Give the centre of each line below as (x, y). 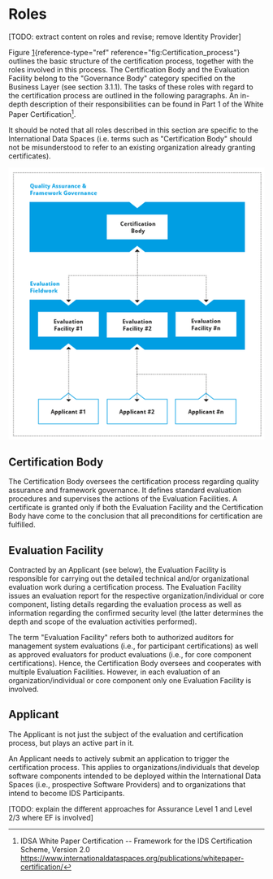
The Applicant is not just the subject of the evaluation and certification (126, 734)
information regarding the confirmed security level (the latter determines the (136, 613)
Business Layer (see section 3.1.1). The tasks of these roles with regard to (131, 87)
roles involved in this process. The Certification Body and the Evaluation (129, 69)
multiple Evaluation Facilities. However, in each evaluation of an (115, 672)
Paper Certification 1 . (42, 113)
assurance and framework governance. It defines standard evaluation (125, 490)
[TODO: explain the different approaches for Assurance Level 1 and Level (130, 808)
